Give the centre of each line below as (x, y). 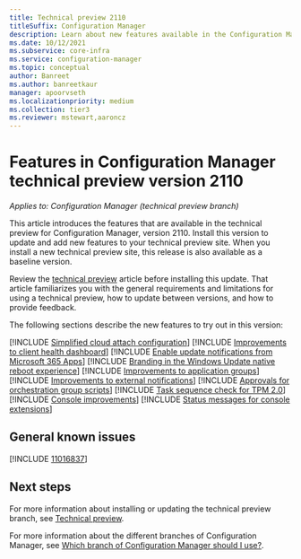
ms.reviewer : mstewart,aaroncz (68, 118)
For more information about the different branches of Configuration (133, 536)
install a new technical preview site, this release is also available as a (136, 252)
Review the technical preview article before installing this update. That (139, 279)
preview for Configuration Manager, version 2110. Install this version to (139, 233)
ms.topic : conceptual (50, 68)
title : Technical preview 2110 (68, 17)
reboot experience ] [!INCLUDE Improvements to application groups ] (134, 371)
